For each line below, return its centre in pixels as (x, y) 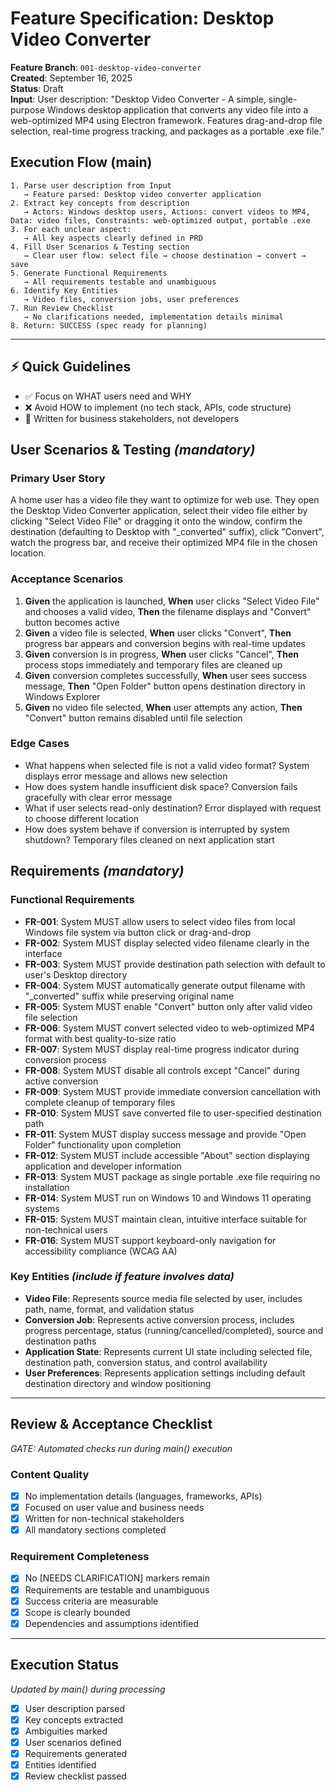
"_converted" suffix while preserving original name (129, 996)
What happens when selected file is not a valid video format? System (167, 765)
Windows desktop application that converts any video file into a (177, 109)
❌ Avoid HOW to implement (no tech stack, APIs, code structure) (158, 407)
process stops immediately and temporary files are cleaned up (153, 664)
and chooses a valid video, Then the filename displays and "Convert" (168, 611)
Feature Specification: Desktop (142, 18)
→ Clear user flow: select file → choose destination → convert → (165, 255)
